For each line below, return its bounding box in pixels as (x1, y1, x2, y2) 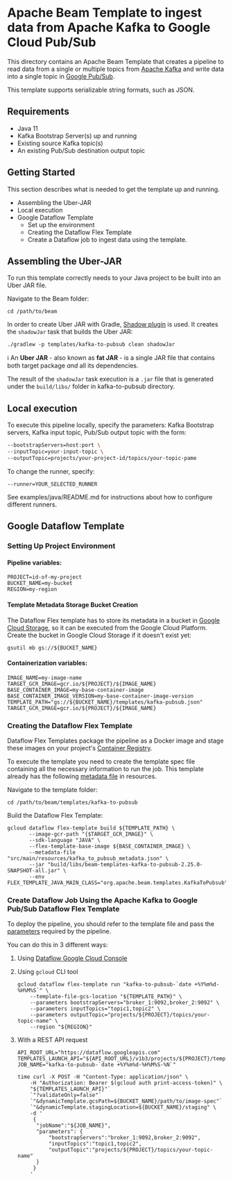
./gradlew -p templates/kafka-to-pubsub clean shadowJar (7, 341, 175, 348)
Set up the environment (27, 220, 95, 229)
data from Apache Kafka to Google (7, 19, 211, 35)
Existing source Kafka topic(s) (17, 139, 103, 147)
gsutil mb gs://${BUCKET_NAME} (7, 644, 98, 651)
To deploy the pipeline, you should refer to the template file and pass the (7, 920, 215, 928)
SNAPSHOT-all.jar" (7, 867, 60, 875)
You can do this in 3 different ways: (7, 941, 108, 949)
